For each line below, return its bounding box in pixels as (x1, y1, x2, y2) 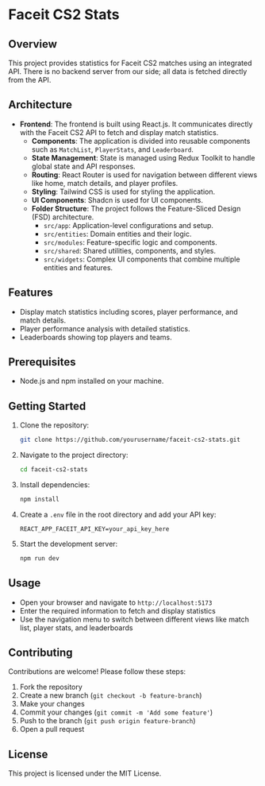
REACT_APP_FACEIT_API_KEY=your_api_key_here (19, 525, 170, 533)
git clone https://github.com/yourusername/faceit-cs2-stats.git (19, 436, 240, 444)
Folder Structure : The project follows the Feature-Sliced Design (31, 203, 241, 213)
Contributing (8, 645, 73, 659)
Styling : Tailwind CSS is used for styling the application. (31, 187, 216, 196)
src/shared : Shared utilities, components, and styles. (43, 246, 217, 255)
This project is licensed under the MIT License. (8, 769, 162, 778)
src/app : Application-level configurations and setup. (43, 220, 214, 230)
